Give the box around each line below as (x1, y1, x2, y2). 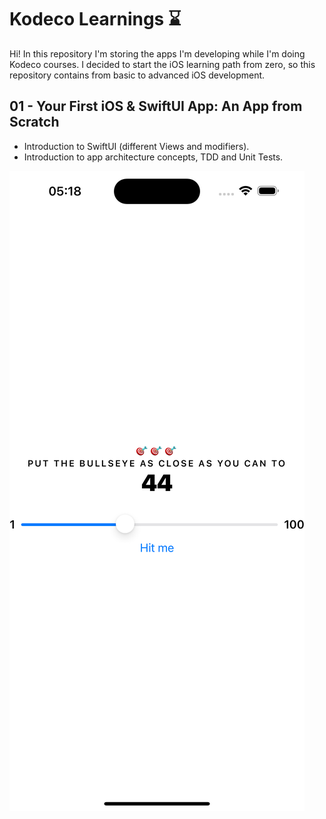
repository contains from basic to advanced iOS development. (9, 69, 266, 81)
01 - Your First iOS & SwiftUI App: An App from (9, 98, 303, 115)
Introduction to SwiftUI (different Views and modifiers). (23, 140, 250, 152)
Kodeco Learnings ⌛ (9, 8, 182, 31)
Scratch (9, 114, 60, 131)
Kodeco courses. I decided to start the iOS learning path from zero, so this (9, 58, 316, 70)
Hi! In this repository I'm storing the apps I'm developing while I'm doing (9, 47, 306, 60)
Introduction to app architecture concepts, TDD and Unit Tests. (23, 151, 284, 163)
